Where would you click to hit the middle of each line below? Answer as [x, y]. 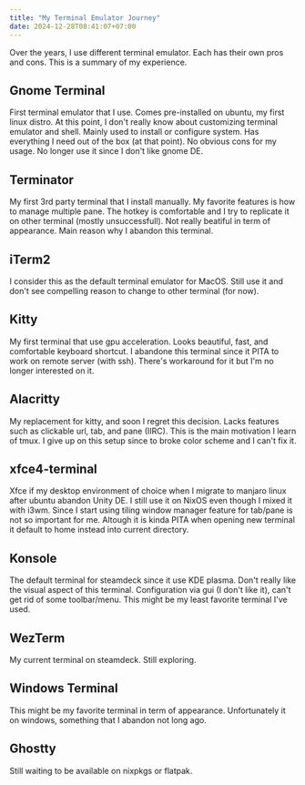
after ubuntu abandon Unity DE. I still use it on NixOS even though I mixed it [151, 501]
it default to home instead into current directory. [99, 530]
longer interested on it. [52, 371]
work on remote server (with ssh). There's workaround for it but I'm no [142, 361]
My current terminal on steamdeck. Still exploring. [103, 660]
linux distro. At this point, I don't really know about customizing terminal [143, 122]
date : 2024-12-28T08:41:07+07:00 [73, 26]
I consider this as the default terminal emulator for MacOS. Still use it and [147, 281]
